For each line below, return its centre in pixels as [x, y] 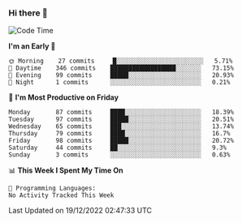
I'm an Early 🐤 [32, 46]
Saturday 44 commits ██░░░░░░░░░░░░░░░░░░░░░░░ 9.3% [118, 148]
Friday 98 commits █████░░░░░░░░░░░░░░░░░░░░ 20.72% [121, 141]
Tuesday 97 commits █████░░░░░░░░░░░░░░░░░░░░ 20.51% [121, 120]
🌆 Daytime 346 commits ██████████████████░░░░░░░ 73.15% [121, 68]
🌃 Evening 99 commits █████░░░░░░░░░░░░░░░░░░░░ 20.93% [121, 75]
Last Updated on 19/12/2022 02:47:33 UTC [80, 211]
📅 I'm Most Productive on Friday [64, 97]
